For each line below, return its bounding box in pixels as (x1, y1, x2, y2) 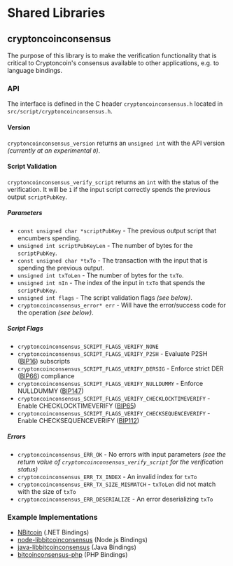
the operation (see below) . (17, 308, 94, 317)
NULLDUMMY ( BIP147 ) (17, 387, 84, 395)
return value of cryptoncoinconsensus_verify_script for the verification (17, 457, 224, 466)
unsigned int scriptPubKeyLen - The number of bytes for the (17, 241, 193, 249)
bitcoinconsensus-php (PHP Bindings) (17, 550, 128, 558)
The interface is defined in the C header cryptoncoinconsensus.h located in (7, 99, 223, 108)
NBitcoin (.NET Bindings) (17, 527, 90, 537)
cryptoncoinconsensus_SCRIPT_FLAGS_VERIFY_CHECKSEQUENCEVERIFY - (17, 408, 211, 417)
